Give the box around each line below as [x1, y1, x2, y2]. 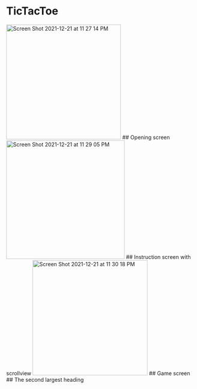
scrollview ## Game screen [6, 369, 190, 377]
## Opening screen [122, 134, 170, 141]
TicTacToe [6, 4, 59, 18]
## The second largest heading [6, 376, 84, 383]
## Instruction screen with [126, 253, 191, 260]
